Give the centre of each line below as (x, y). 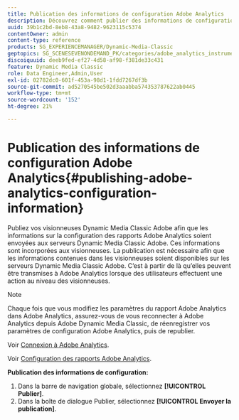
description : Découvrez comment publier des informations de (100, 21)
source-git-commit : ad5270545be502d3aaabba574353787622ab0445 (101, 87)
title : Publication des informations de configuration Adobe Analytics (116, 14)
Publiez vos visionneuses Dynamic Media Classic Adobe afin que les (108, 227)
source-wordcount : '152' (44, 100)
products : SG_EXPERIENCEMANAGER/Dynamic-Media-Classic (90, 47)
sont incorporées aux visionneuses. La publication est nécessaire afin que (116, 250)
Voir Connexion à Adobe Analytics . (58, 345)
